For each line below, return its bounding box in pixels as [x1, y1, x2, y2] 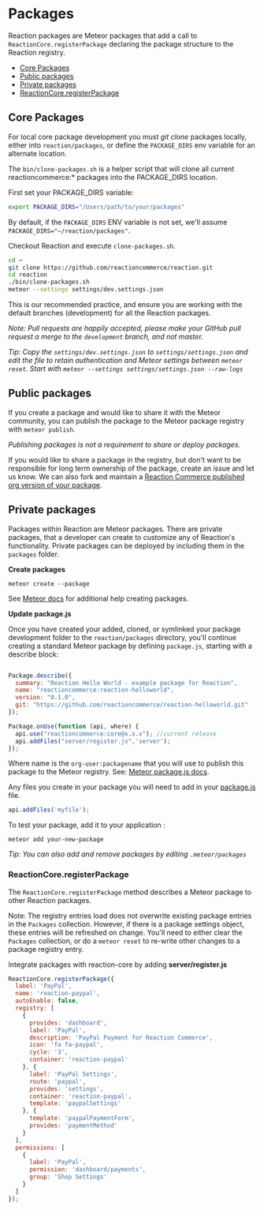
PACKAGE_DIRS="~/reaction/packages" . [8, 226, 131, 235]
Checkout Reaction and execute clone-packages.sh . [8, 241, 176, 250]
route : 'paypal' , [28, 1077, 87, 1085]
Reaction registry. [8, 47, 65, 57]
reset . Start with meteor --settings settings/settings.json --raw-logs [8, 364, 244, 373]
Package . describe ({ [8, 672, 73, 680]
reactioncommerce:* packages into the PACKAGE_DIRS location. [8, 172, 218, 182]
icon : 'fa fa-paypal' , [28, 1041, 104, 1049]
